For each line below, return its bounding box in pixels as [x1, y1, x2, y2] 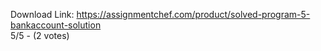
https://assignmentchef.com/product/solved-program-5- [76, 9, 311, 20]
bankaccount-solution [10, 19, 102, 31]
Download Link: [10, 9, 75, 20]
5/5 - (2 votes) [10, 30, 70, 41]
